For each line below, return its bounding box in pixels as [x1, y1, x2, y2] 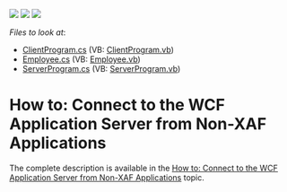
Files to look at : [9, 27, 66, 38]
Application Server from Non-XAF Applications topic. [9, 171, 204, 183]
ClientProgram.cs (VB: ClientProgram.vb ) [22, 45, 175, 55]
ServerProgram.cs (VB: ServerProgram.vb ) [22, 64, 181, 74]
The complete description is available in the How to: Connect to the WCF [9, 162, 278, 173]
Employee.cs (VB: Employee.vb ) [22, 54, 141, 65]
